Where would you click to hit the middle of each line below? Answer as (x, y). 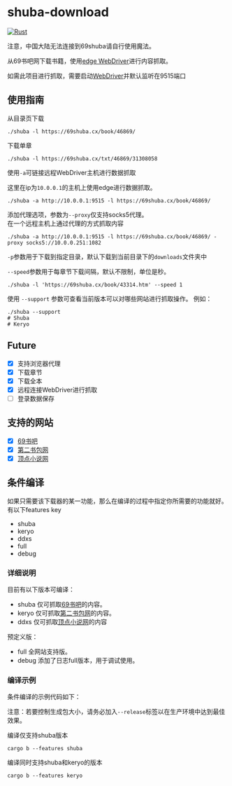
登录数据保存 (36, 398)
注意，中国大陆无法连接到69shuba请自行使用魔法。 (81, 46)
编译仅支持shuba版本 (38, 736)
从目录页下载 (26, 118)
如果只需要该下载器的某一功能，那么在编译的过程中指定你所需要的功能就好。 (117, 501)
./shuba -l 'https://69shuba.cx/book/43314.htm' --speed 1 (95, 284)
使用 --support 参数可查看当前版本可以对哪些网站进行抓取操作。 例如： (110, 298)
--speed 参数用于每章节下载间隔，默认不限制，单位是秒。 (89, 271)
